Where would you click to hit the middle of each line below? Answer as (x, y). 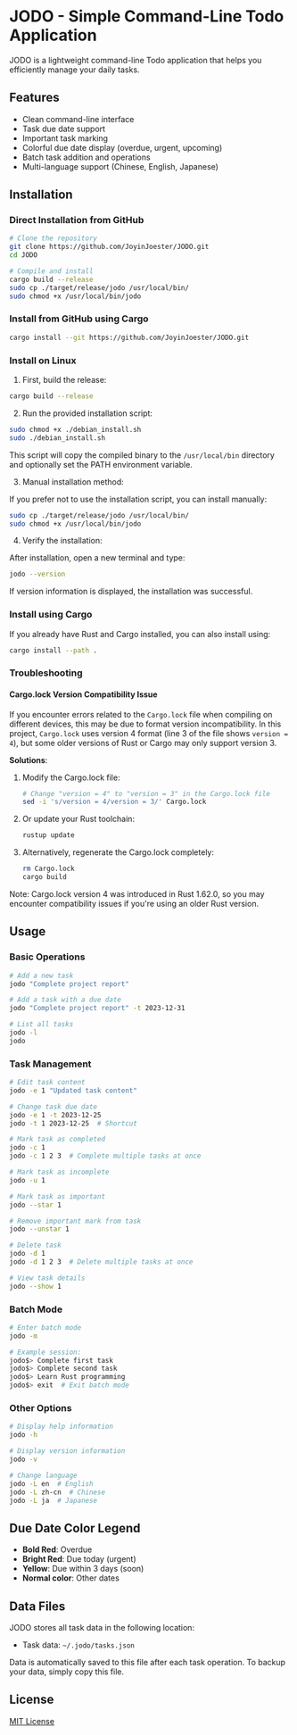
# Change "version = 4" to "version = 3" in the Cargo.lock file (146, 793)
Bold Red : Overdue (57, 1549)
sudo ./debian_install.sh (57, 438)
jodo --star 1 (36, 1205)
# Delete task (36, 1245)
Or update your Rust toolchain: (78, 819)
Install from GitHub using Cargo (79, 319)
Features (34, 98)
